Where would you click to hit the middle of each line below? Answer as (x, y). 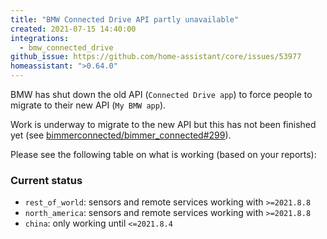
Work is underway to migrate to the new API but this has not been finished (163, 124)
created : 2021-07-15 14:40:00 (73, 29)
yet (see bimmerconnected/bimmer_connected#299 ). (121, 135)
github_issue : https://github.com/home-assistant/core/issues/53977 (156, 57)
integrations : (40, 38)
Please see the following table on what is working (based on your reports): (163, 154)
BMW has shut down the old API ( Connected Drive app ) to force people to (161, 94)
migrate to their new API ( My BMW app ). (88, 105)
